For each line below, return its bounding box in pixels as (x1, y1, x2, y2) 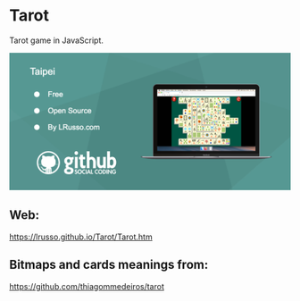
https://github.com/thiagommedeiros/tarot (9, 280, 165, 291)
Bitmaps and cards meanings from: (9, 257, 209, 272)
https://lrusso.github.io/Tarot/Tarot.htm (9, 231, 154, 242)
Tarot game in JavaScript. (9, 35, 104, 46)
